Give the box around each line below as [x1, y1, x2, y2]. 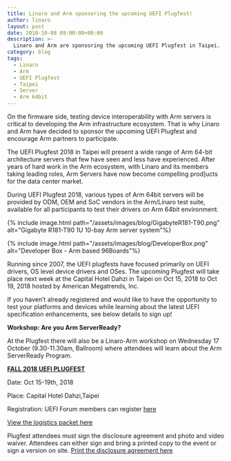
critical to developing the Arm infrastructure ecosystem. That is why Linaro [7, 120, 220, 128]
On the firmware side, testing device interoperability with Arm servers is [7, 112, 212, 121]
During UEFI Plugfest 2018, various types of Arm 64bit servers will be [7, 190, 205, 199]
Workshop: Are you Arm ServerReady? [7, 324, 121, 331]
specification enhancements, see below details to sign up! [7, 310, 172, 318]
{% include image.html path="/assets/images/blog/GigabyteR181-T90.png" [7, 219, 220, 226]
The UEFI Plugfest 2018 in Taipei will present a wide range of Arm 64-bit [7, 148, 212, 156]
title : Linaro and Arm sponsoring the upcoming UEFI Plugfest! [7, 10, 193, 17]
